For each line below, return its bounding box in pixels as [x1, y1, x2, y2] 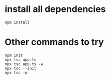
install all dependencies [5, 3, 106, 15]
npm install [5, 20, 30, 25]
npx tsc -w [5, 70, 28, 75]
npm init [5, 53, 23, 58]
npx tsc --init [5, 66, 37, 71]
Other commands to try [5, 36, 104, 48]
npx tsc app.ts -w [5, 61, 43, 67]
